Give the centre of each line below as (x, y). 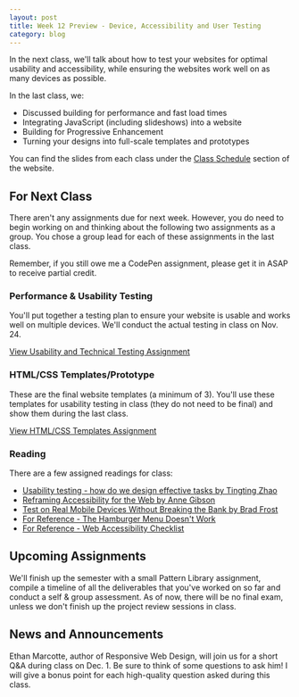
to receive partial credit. (53, 273)
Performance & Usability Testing (81, 296)
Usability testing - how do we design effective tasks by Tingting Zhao (150, 491)
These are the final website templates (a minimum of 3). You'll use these (142, 394)
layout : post (33, 17)
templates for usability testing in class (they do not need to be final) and (141, 403)
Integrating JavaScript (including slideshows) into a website (132, 122)
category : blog (37, 34)
